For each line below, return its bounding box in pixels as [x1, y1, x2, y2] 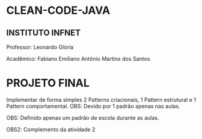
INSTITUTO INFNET [6, 28, 81, 38]
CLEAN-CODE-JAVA [6, 4, 111, 17]
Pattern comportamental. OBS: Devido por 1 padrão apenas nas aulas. [6, 102, 180, 110]
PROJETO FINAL [6, 76, 90, 90]
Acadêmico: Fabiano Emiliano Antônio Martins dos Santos [6, 55, 150, 62]
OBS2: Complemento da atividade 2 [6, 126, 96, 133]
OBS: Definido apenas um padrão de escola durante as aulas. [6, 114, 159, 121]
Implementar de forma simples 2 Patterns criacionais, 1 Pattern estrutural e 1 [6, 96, 197, 103]
